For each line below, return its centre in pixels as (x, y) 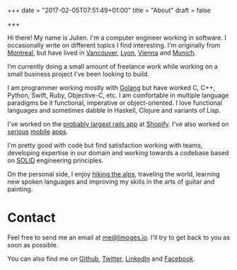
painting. (20, 189)
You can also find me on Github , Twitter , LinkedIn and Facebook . (102, 259)
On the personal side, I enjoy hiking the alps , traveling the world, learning (114, 174)
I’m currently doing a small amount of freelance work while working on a (112, 66)
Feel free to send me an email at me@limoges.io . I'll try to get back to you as (119, 237)
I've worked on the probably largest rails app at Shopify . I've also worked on (118, 124)
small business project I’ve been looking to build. (79, 74)
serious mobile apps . (38, 131)
